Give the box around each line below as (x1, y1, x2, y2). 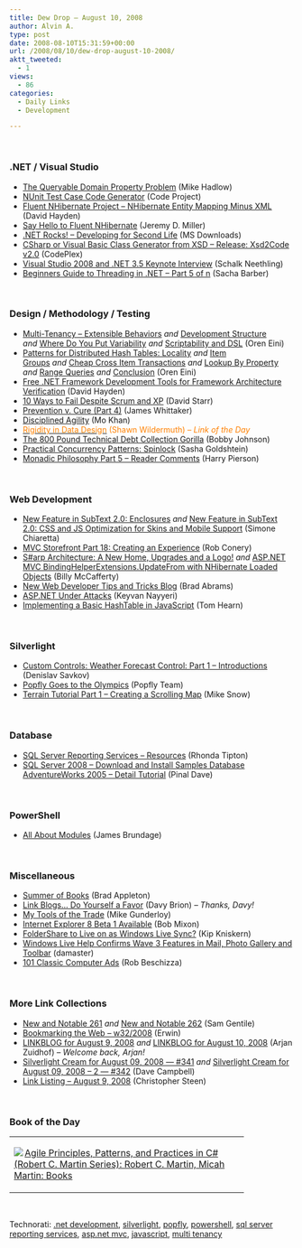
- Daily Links (17, 97, 70, 107)
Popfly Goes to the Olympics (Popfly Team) (22, 679, 184, 691)
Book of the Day (9, 1115, 81, 1128)
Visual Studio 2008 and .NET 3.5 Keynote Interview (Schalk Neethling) (22, 258, 284, 269)
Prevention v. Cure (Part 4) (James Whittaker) (22, 405, 193, 415)
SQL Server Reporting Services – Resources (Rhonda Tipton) (22, 750, 249, 760)
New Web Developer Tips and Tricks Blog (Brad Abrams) (22, 581, 234, 591)
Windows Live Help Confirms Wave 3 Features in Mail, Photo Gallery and (22, 938, 293, 949)
